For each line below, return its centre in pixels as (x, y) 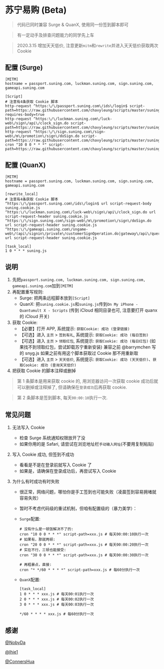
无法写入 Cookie (28, 428)
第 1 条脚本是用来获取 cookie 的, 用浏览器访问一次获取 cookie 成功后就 (88, 381)
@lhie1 (11, 652)
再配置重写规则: (28, 292)
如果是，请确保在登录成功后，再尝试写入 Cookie (68, 471)
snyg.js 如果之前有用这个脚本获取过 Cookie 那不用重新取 (82, 353)
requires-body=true (25, 114)
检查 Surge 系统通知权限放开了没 (52, 438)
